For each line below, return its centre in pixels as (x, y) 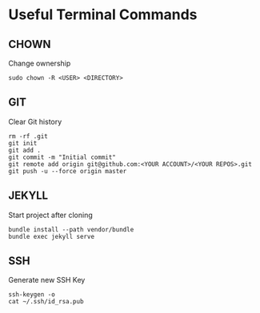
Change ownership (40, 63)
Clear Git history (35, 121)
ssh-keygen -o (32, 295)
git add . (25, 150)
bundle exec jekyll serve (51, 236)
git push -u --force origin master (68, 171)
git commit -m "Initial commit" (62, 157)
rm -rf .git (28, 136)
